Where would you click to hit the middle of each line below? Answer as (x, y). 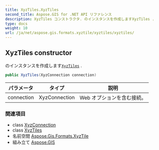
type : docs (16, 24)
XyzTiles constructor (39, 53)
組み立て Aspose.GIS (34, 142)
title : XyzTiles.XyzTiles (32, 10)
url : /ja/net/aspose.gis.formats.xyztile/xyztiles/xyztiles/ (70, 33)
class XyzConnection (34, 125)
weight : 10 (16, 28)
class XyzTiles (27, 130)
